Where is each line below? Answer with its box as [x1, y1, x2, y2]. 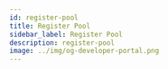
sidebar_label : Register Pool [9, 30, 124, 39]
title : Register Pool [9, 22, 91, 30]
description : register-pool [9, 38, 116, 47]
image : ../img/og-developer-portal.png [9, 47, 160, 56]
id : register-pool [9, 13, 79, 22]
